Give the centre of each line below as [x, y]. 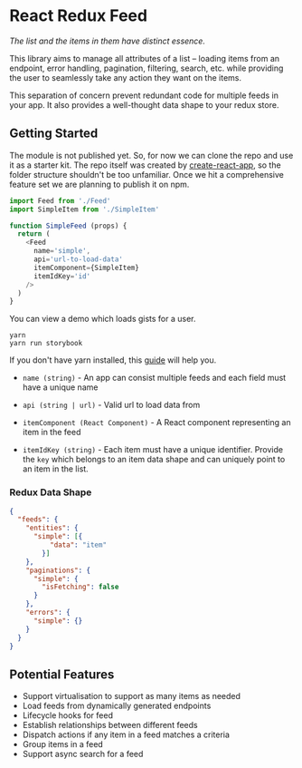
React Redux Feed [78, 16]
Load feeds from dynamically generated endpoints [117, 706]
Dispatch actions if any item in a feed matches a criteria [126, 734]
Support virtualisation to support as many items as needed [132, 696]
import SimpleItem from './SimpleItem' [85, 209]
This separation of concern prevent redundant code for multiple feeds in [144, 95]
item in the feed [52, 433]
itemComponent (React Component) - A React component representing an [156, 423]
